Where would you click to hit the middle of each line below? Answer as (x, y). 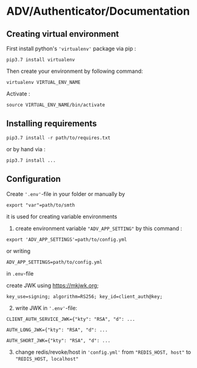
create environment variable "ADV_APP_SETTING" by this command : (98, 228)
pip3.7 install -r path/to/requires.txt (59, 138)
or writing (18, 251)
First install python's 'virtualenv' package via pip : (71, 48)
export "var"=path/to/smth (41, 205)
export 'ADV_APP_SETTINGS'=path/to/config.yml (67, 239)
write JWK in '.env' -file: (46, 308)
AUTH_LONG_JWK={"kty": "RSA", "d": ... (57, 330)
